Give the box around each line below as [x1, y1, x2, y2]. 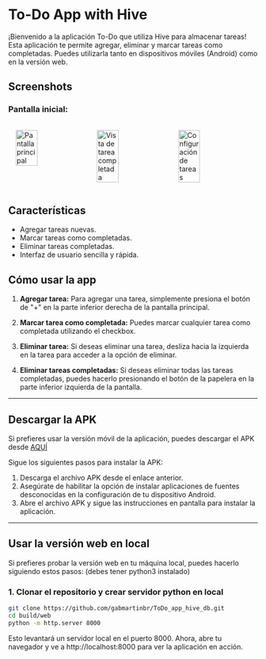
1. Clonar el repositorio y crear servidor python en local [8, 586, 224, 597]
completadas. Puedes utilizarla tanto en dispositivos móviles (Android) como [8, 48, 258, 58]
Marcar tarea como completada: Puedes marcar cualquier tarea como [19, 318, 251, 328]
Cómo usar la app [8, 273, 97, 286]
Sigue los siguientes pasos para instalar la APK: [8, 458, 164, 467]
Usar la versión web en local [8, 537, 150, 550]
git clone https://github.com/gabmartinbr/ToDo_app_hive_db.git [8, 604, 225, 612]
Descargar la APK [8, 412, 97, 426]
